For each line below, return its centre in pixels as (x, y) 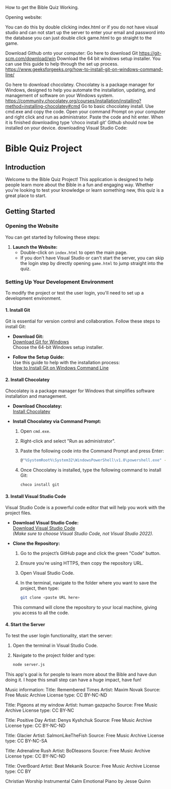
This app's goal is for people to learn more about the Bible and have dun (81, 675)
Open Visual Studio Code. (47, 573)
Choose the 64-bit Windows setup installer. (58, 347)
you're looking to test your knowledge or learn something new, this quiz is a (84, 190)
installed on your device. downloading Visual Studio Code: (66, 128)
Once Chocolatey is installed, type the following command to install (91, 470)
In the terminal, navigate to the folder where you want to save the (89, 583)
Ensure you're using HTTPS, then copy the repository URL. (82, 563)
